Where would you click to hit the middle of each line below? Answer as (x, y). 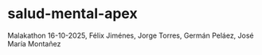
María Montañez (34, 43)
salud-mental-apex (72, 14)
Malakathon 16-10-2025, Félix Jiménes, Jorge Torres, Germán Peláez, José (131, 35)
